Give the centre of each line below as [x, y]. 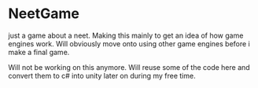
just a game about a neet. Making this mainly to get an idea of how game [126, 35]
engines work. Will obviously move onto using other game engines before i [129, 43]
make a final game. [39, 52]
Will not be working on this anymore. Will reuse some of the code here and [129, 67]
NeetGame [44, 14]
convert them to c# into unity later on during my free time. [102, 75]
